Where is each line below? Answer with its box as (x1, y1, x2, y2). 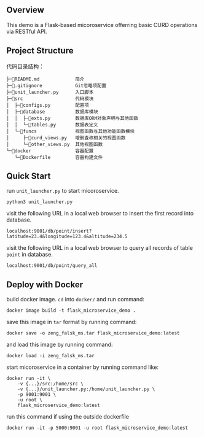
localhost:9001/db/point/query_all (6, 263, 98, 269)
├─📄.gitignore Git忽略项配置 (6, 82, 106, 88)
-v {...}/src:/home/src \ (17, 381, 84, 387)
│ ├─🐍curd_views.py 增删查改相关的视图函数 (6, 134, 126, 141)
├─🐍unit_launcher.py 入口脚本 (6, 89, 94, 95)
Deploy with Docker (6, 279, 84, 290)
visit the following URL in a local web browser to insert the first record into (6, 210, 194, 217)
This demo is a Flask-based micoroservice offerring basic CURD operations (6, 21, 198, 28)
